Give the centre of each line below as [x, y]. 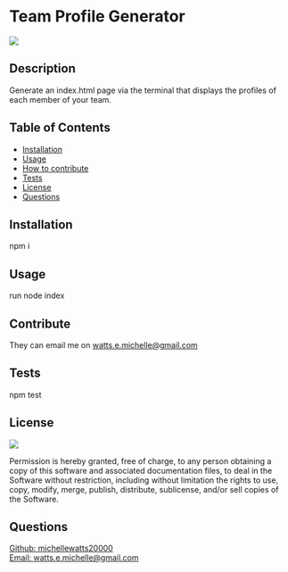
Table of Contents [60, 128]
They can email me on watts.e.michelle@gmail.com [103, 345]
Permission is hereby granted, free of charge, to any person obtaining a [140, 460]
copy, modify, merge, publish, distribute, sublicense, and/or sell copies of [144, 489]
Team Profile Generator [97, 17]
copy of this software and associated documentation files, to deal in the [141, 470]
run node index [37, 295]
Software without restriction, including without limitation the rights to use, [144, 480]
